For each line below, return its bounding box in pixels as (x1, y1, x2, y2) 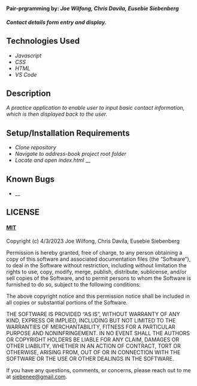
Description (6, 88, 51, 98)
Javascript (14, 52, 42, 59)
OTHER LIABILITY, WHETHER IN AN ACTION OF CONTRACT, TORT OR (6, 342, 181, 349)
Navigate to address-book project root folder (14, 150, 127, 158)
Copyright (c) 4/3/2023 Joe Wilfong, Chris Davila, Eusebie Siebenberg (6, 237, 180, 245)
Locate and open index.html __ (14, 156, 91, 164)
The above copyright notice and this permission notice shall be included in (6, 292, 190, 300)
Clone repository (14, 144, 57, 151)
